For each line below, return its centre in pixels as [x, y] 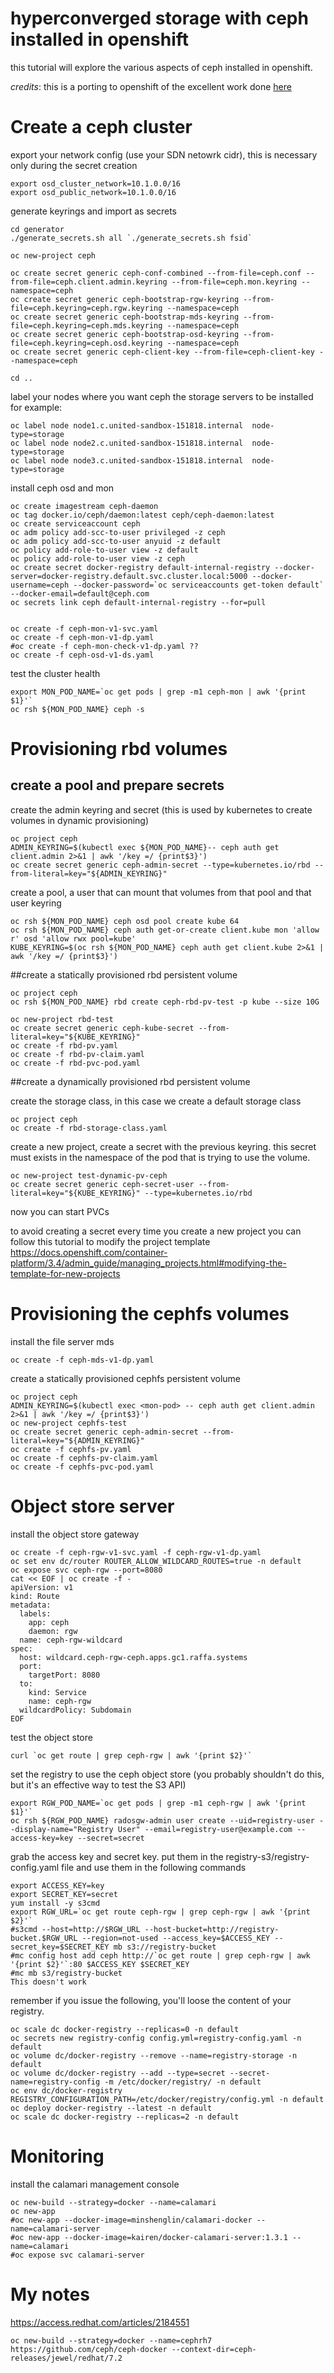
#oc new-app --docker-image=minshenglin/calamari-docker [131, 2220]
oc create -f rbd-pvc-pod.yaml [75, 1063]
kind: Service [57, 1692]
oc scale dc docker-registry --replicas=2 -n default [125, 2117]
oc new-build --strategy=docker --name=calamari [113, 2202]
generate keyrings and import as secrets [94, 211]
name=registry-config [55, 2082]
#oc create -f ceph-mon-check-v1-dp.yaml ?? [104, 646]
